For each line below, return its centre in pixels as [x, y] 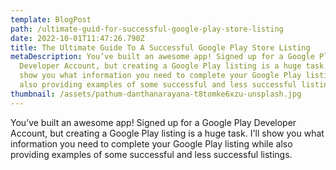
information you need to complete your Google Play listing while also [151, 143]
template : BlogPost [51, 19]
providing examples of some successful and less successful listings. [151, 154]
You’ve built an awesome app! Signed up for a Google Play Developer [153, 122]
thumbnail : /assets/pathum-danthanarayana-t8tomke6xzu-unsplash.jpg [156, 94]
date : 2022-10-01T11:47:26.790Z [77, 38]
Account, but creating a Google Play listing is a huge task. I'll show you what [167, 133]
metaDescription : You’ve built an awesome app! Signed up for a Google [162, 57]
